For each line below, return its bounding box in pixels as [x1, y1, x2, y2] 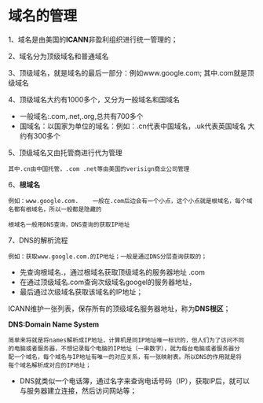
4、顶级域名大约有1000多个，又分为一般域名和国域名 [8, 94, 181, 104]
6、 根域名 [8, 179, 41, 189]
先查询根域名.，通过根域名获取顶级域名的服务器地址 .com [19, 267, 206, 276]
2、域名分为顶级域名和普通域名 [8, 51, 109, 61]
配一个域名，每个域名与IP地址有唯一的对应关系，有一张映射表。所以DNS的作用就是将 [8, 353, 242, 360]
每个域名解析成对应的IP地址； [8, 361, 92, 369]
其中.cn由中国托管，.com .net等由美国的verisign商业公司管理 [8, 165, 190, 173]
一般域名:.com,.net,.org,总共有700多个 [19, 111, 144, 120]
